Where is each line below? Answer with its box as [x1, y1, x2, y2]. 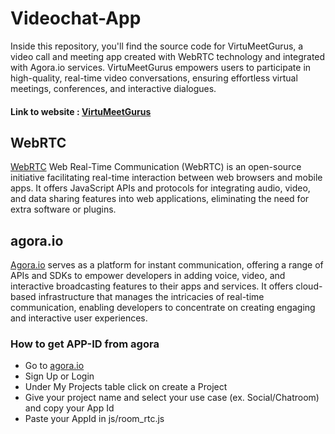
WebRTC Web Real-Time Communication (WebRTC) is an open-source [10, 161, 302, 173]
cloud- [295, 280, 323, 292]
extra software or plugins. [10, 203, 117, 216]
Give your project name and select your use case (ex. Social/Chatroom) [24, 392, 320, 404]
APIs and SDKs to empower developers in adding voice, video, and [10, 270, 286, 282]
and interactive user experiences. [10, 312, 148, 324]
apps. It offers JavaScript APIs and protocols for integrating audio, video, [10, 182, 311, 194]
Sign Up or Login [24, 370, 95, 382]
